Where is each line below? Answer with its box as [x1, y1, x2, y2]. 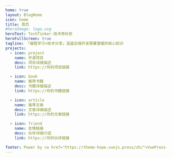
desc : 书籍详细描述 [14, 84, 51, 89]
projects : [5, 46, 27, 51]
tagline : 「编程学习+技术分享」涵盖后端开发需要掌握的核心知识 [5, 41, 124, 46]
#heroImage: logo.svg [5, 27, 52, 32]
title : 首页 [5, 22, 29, 27]
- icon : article [10, 97, 45, 103]
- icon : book [10, 74, 38, 80]
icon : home [5, 17, 29, 22]
